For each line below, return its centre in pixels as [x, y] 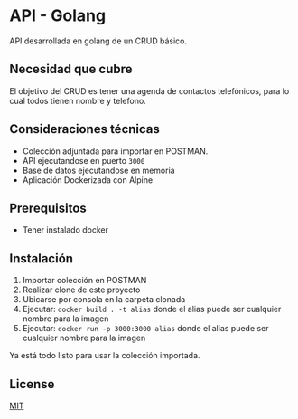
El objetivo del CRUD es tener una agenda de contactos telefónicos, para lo [149, 90]
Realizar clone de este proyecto [81, 290]
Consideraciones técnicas [85, 129]
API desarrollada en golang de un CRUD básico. [98, 41]
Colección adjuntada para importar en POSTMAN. [115, 151]
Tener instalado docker [65, 230]
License [32, 384]
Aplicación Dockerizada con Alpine [88, 180]
